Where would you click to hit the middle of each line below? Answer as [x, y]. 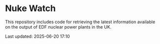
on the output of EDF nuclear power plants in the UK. [58, 27]
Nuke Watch [31, 8]
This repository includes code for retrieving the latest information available [80, 22]
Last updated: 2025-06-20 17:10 [37, 36]
